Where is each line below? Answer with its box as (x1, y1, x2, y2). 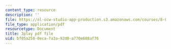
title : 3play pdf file (5, 31, 53, 36)
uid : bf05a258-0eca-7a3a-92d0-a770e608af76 (5, 36, 99, 41)
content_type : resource (5, 7, 56, 13)
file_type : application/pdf (5, 21, 65, 27)
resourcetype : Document (5, 27, 56, 32)
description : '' (5, 12, 40, 17)
